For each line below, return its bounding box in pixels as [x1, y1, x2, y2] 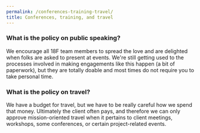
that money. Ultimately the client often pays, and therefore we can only [6, 108, 181, 115]
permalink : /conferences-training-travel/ [6, 8, 113, 15]
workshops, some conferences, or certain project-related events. [6, 120, 167, 128]
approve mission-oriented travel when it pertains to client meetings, [6, 114, 173, 121]
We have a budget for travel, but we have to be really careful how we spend [6, 101, 192, 109]
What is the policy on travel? [6, 88, 91, 96]
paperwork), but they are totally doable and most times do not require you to [6, 66, 195, 73]
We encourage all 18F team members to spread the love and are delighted [6, 47, 188, 54]
